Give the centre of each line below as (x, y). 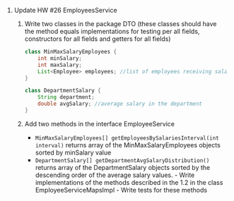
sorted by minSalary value (73, 152)
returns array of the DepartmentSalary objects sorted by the (123, 167)
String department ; (66, 97)
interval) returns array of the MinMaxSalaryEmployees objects (128, 145)
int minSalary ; (60, 58)
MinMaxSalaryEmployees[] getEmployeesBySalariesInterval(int (127, 138)
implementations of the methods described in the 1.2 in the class (129, 182)
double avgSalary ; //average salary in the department (120, 104)
